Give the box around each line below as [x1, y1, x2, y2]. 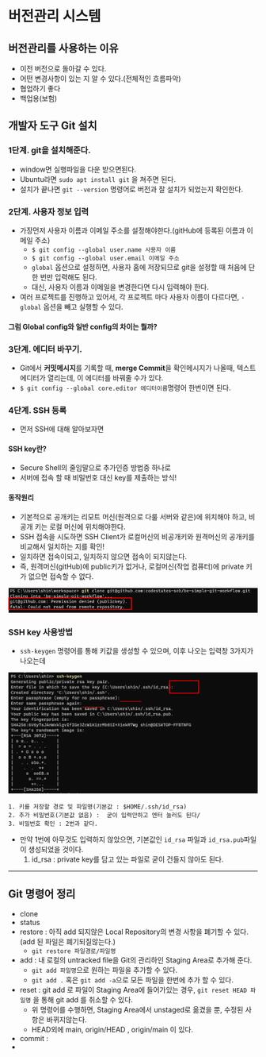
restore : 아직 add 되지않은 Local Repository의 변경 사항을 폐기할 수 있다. [19, 927, 249, 936]
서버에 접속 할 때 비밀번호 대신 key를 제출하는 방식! [19, 473, 177, 483]
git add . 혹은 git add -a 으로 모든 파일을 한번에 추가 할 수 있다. [31, 974, 234, 985]
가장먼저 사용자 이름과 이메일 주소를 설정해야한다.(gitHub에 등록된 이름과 [19, 226, 245, 235]
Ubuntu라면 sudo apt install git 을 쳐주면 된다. [19, 174, 177, 183]
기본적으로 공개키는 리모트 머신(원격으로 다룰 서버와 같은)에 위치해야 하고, [19, 511, 247, 521]
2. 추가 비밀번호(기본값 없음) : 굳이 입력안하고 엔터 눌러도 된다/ [8, 811, 201, 819]
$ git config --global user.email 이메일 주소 [31, 254, 180, 262]
